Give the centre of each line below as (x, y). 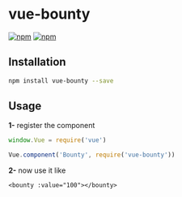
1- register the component (52, 126)
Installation (37, 62)
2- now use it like (37, 170)
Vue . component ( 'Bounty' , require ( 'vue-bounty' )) (92, 155)
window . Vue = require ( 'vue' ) (57, 140)
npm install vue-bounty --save (61, 81)
